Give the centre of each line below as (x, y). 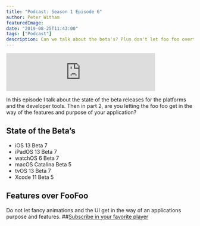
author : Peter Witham (33, 17)
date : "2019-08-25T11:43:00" (42, 28)
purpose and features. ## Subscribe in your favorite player (77, 216)
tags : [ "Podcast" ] (29, 34)
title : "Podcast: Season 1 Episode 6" (54, 12)
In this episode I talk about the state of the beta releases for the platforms (96, 100)
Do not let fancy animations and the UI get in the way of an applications (94, 210)
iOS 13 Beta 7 (31, 145)
